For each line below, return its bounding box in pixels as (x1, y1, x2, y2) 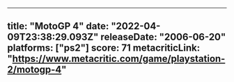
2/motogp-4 (7, 64, 62, 76)
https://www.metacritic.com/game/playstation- (12, 53, 226, 65)
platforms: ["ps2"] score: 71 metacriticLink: (7, 42, 201, 54)
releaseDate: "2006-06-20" (100, 31, 226, 43)
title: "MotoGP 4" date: (7, 20, 109, 32)
